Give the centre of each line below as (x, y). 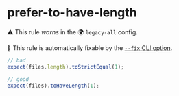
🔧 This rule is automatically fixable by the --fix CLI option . (90, 48)
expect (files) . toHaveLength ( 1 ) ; (53, 86)
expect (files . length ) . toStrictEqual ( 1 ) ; (66, 67)
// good (18, 79)
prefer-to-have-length (72, 13)
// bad (16, 60)
